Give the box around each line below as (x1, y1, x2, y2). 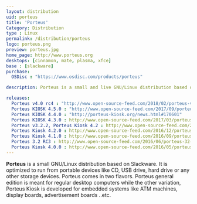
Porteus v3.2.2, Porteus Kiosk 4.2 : (11, 123, 104, 128)
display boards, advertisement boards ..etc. (6, 191, 111, 198)
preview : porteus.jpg (6, 47, 59, 53)
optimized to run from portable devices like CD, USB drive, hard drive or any (6, 166, 190, 174)
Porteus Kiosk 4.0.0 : (11, 144, 67, 150)
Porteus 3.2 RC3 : (11, 139, 57, 145)
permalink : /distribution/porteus (6, 36, 91, 42)
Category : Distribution (6, 25, 64, 31)
